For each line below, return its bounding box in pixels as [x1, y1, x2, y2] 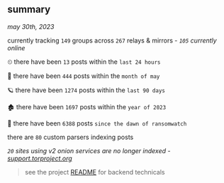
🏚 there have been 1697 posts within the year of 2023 [7, 102, 167, 111]
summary [7, 4, 51, 16]
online [7, 43, 26, 52]
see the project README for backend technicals [24, 167, 165, 176]
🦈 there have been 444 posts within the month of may [7, 72, 160, 80]
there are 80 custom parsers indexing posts [7, 133, 134, 141]
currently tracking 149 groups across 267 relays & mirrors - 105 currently [7, 36, 218, 45]
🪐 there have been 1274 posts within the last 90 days [7, 86, 165, 94]
